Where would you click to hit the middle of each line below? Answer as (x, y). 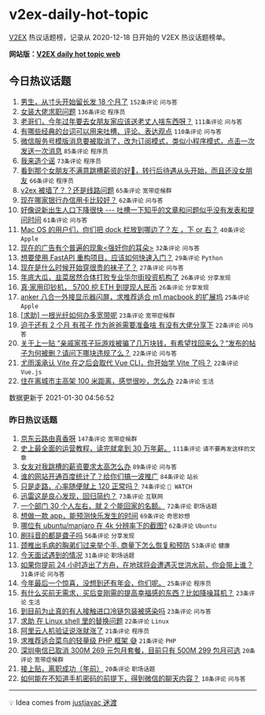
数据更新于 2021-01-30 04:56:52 (62, 397)
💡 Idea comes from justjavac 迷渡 (63, 702)
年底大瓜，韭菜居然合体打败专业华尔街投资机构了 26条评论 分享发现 (125, 277)
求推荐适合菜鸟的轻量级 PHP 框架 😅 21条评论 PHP (98, 641)
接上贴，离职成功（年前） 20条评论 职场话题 (88, 669)
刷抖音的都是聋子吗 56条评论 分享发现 (77, 536)
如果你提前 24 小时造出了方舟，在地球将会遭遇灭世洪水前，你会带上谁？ (137, 565)
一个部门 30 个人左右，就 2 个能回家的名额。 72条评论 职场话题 (119, 506)
